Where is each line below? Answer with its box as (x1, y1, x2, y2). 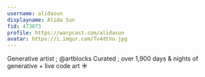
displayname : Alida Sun (7, 16, 76, 23)
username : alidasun (7, 10, 63, 17)
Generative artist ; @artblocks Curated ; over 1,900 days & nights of (7, 54, 199, 63)
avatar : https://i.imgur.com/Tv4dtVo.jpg (7, 36, 128, 43)
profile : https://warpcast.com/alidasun (7, 29, 125, 36)
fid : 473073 (7, 23, 41, 30)
